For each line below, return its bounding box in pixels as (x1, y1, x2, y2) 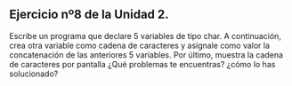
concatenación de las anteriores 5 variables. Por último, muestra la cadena (9, 49, 283, 60)
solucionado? (9, 68, 59, 79)
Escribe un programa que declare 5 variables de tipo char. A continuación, (9, 30, 282, 41)
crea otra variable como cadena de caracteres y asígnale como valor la (9, 40, 270, 51)
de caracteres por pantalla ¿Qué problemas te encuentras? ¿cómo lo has (9, 59, 276, 69)
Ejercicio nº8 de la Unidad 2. (9, 7, 169, 22)
